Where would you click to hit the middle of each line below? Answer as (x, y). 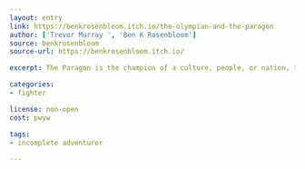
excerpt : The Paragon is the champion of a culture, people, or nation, (150, 68)
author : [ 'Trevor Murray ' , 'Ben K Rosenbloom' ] (103, 35)
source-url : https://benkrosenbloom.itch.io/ (97, 52)
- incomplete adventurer (56, 143)
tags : (20, 134)
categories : (32, 84)
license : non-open (44, 109)
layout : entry (36, 18)
